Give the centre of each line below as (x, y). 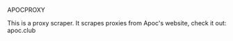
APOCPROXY (26, 10)
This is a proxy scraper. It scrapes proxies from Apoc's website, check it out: (117, 23)
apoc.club (22, 30)
